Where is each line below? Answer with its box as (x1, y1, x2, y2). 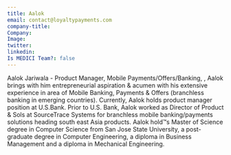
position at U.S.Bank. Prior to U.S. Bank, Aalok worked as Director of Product (7, 103, 224, 111)
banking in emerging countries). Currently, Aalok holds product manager (7, 96, 212, 104)
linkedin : (7, 49, 36, 56)
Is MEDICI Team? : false (7, 55, 76, 62)
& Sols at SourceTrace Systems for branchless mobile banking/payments (7, 110, 213, 118)
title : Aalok (7, 10, 45, 17)
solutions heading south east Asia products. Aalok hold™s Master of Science (7, 118, 223, 126)
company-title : (7, 23, 51, 30)
